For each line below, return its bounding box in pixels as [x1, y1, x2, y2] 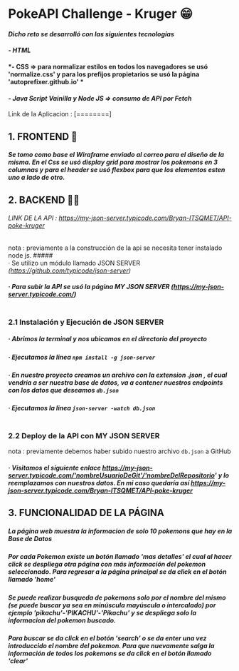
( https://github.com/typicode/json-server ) [8, 266, 131, 275]
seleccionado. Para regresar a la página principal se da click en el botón [8, 567, 227, 576]
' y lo [214, 470, 230, 480]
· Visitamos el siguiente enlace [8, 463, 102, 472]
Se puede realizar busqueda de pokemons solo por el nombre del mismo [8, 593, 226, 602]
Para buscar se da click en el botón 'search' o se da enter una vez [8, 634, 207, 642]
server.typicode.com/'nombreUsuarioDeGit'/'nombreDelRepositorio [8, 470, 216, 480]
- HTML [8, 46, 31, 55]
